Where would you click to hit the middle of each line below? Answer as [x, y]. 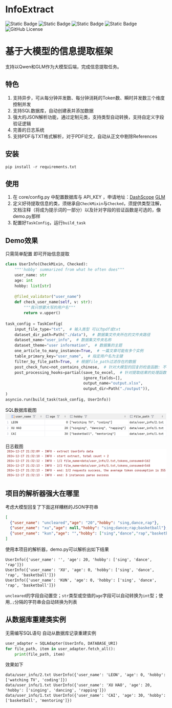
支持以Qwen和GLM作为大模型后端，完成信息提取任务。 [63, 66]
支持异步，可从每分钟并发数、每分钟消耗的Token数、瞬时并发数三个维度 [89, 98]
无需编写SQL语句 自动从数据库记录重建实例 [51, 633]
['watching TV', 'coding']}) [36, 680]
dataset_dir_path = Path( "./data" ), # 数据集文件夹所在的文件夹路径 [82, 335]
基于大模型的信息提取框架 [59, 52]
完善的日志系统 [28, 130]
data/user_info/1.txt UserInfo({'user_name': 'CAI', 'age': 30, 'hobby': [86, 696]
